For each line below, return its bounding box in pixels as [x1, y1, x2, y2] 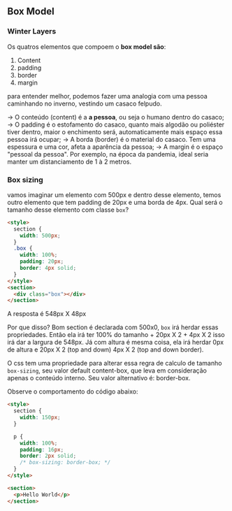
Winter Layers [7, 27, 57, 36]
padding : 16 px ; [20, 446, 64, 453]
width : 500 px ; [20, 232, 61, 239]
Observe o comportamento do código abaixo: [7, 387, 138, 396]
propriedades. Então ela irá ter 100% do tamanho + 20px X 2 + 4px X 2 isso [7, 331, 225, 339]
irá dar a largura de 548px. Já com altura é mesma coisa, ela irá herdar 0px [7, 338, 224, 347]
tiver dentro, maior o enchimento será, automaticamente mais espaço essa [7, 127, 223, 136]
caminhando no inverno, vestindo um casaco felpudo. [7, 99, 162, 108]
